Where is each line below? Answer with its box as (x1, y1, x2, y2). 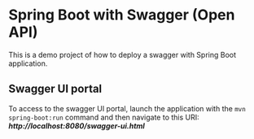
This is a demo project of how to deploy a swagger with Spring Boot (8, 50, 237, 59)
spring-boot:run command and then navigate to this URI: (8, 112, 199, 122)
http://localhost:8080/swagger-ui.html (8, 120, 145, 131)
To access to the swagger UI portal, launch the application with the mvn (8, 103, 246, 113)
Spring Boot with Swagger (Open (8, 6, 235, 24)
